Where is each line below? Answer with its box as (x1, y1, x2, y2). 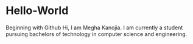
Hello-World (5, 4, 69, 18)
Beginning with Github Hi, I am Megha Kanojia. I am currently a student (5, 24, 183, 31)
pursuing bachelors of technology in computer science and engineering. (5, 30, 188, 37)
